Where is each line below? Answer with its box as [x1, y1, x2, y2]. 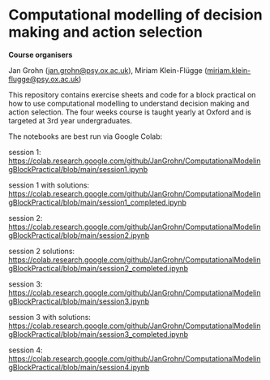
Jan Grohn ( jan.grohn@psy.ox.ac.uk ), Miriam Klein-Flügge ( [8, 65, 208, 75]
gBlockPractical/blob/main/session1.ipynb [8, 164, 148, 174]
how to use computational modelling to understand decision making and [8, 98, 250, 108]
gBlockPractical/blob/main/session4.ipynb [8, 362, 150, 372]
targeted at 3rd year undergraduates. [8, 115, 132, 125]
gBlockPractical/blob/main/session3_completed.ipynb [8, 329, 189, 339]
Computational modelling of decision [8, 6, 263, 24]
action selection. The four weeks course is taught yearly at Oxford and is [8, 107, 251, 117]
